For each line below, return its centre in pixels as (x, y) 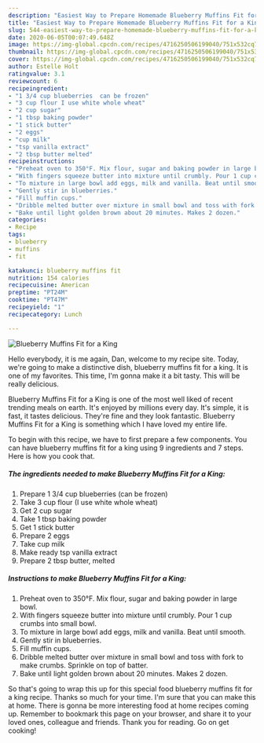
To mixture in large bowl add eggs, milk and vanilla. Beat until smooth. (132, 631)
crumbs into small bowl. (58, 623)
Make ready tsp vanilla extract (68, 552)
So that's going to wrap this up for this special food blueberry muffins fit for (130, 689)
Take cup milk (42, 544)
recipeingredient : (38, 88)
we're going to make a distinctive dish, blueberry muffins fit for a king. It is (128, 367)
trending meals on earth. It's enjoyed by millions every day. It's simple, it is (128, 407)
